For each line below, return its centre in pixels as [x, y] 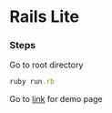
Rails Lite [45, 17]
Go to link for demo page [56, 99]
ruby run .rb [32, 82]
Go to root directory [46, 65]
